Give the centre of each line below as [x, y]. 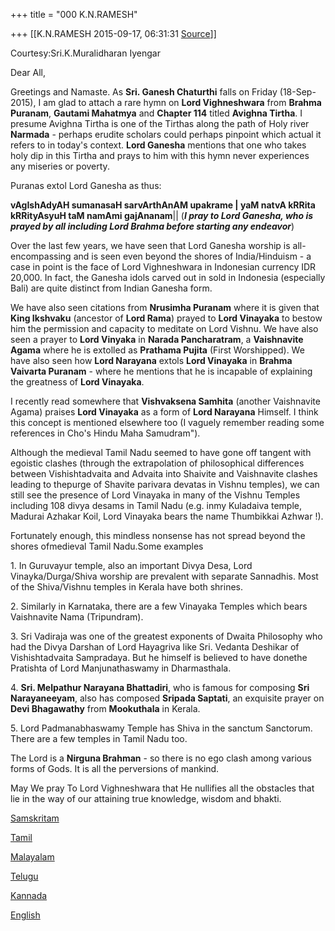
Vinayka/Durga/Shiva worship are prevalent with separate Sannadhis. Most [164, 576]
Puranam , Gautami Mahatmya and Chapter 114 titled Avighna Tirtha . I [156, 113]
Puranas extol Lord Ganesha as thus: [86, 185]
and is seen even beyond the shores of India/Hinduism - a [192, 256]
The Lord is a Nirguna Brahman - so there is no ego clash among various [161, 758]
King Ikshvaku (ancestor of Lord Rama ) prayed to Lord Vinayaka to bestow [166, 318]
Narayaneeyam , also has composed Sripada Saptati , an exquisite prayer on [167, 698]
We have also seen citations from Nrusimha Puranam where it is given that [165, 307]
